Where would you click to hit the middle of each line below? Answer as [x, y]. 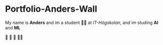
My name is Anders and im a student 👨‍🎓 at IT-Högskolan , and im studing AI [82, 22]
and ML [13, 27]
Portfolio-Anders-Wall [51, 9]
